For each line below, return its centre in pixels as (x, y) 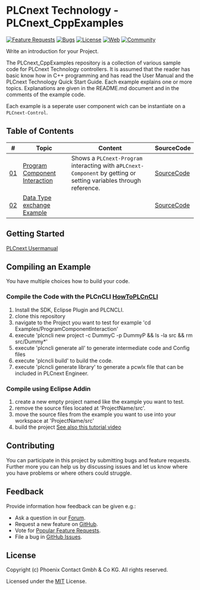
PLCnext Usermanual (32, 248)
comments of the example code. (46, 94)
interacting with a (96, 165)
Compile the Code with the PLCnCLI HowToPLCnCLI (82, 297)
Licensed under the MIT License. (46, 581)
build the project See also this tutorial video (68, 427)
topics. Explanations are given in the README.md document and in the (93, 88)
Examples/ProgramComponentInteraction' (66, 328)
